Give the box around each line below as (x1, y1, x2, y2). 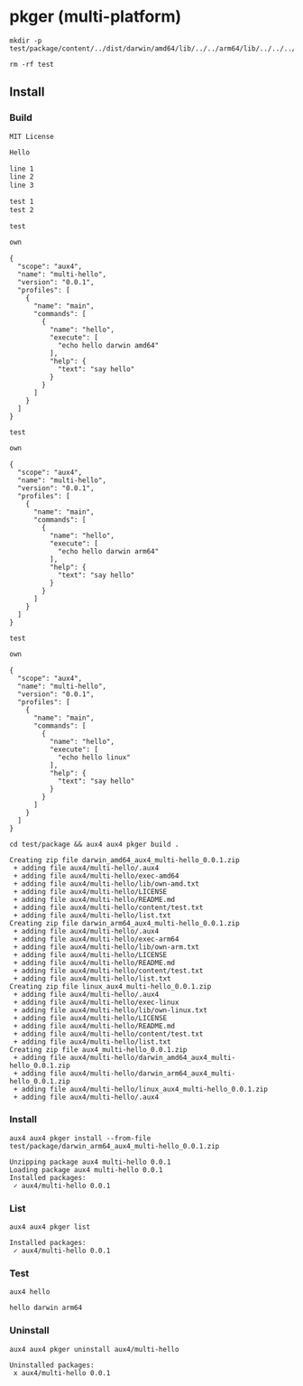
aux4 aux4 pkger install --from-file (9, 1133, 151, 1143)
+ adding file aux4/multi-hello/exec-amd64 (13, 871, 179, 880)
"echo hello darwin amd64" (57, 340, 160, 349)
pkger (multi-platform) (9, 6, 182, 27)
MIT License (9, 132, 54, 141)
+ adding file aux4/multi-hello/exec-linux (13, 998, 179, 1007)
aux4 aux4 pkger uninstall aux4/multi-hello (9, 1344, 179, 1353)
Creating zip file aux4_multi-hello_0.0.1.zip (9, 1045, 188, 1054)
